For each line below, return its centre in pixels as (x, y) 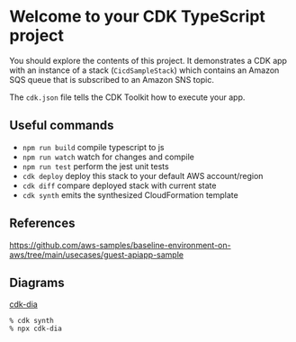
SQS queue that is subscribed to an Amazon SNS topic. (112, 79)
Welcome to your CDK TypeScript (137, 17)
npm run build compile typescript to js (93, 147)
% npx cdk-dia (36, 329)
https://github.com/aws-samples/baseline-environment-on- (120, 245)
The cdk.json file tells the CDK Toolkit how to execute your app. (127, 97)
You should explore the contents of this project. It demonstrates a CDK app (148, 60)
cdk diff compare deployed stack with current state (119, 185)
